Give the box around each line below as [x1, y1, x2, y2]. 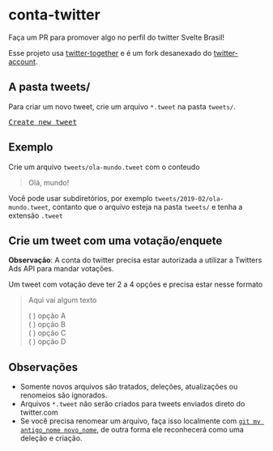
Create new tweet [8, 117, 77, 126]
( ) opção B [28, 320, 66, 330]
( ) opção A [28, 311, 66, 321]
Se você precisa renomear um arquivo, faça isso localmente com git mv [19, 416, 261, 426]
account [8, 57, 36, 66]
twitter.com [19, 407, 58, 418]
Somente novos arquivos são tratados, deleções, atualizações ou [19, 382, 238, 392]
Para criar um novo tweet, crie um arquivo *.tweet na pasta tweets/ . [8, 101, 237, 111]
